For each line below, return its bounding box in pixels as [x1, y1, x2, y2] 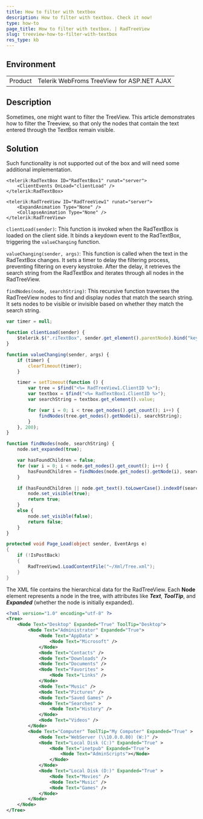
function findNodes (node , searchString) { [6, 441, 115, 447]
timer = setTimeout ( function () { [17, 380, 104, 386]
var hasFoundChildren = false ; [17, 458, 96, 464]
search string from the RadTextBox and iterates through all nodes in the [6, 269, 184, 277]
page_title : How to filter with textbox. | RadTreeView [6, 25, 150, 32]
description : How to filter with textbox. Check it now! [6, 15, 153, 21]
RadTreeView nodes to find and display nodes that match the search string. [6, 294, 194, 301]
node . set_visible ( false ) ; [28, 513, 94, 519]
